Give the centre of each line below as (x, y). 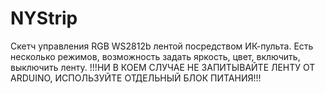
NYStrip (44, 18)
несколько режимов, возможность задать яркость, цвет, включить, (155, 56)
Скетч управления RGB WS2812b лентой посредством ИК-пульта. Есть (162, 46)
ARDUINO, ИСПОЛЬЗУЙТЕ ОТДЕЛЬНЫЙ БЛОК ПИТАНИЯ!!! (136, 78)
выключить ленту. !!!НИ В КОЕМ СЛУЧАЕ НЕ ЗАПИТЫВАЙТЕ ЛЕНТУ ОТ (163, 67)
